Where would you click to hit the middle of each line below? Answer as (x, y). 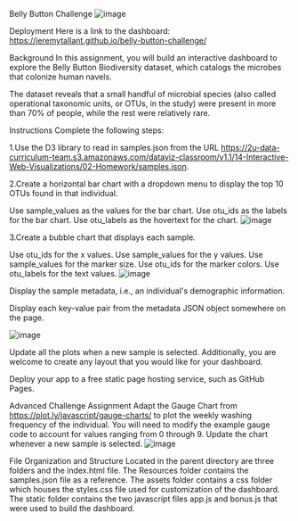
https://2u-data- (250, 148)
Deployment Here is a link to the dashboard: (90, 31)
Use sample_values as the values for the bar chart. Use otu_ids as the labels (148, 211)
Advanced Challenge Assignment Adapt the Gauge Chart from (123, 405)
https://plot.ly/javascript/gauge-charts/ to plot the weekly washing (130, 415)
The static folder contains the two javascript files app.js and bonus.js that (143, 499)
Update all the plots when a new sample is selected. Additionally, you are (143, 352)
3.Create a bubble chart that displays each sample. (102, 237)
